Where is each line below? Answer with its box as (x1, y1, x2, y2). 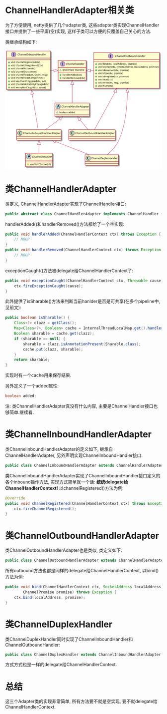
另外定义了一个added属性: (5, 383, 59, 389)
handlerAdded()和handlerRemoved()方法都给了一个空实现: (5, 221, 124, 227)
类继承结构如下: (5, 38, 37, 45)
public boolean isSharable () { (5, 315, 70, 320)
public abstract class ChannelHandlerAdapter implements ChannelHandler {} (5, 211, 166, 216)
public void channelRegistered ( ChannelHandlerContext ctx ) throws (5, 501, 146, 506)
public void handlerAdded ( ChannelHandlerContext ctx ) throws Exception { (5, 232, 162, 237)
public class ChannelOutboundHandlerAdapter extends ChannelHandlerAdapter (5, 558, 166, 563)
